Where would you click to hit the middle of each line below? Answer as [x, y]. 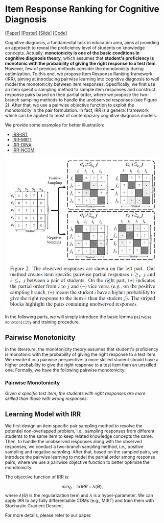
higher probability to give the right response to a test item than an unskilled [81, 365]
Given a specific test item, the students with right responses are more [75, 394]
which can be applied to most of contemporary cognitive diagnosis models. [81, 115]
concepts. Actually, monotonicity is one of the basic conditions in [72, 53]
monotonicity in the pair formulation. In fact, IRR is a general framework [77, 110]
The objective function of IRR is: [37, 477]
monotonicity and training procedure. [43, 322]
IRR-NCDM [23, 150]
